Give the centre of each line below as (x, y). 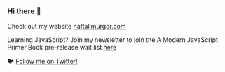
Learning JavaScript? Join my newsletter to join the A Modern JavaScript (113, 40)
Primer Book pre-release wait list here (62, 48)
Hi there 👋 (25, 11)
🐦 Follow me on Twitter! (42, 62)
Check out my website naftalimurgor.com (67, 27)
